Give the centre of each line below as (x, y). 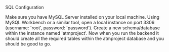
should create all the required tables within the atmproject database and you (85, 38)
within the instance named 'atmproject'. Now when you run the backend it (82, 33)
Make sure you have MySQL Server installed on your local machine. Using (82, 17)
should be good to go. (28, 44)
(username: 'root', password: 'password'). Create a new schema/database (83, 28)
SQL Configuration (25, 7)
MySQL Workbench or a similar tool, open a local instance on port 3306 (80, 22)
